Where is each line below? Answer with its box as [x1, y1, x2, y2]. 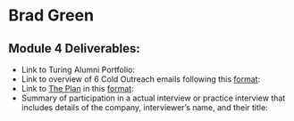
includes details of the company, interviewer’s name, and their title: [21, 102, 269, 112]
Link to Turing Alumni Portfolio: [21, 64, 136, 75]
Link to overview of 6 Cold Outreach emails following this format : [21, 74, 261, 85]
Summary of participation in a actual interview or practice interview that [21, 93, 286, 103]
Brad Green [8, 5, 95, 26]
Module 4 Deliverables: [8, 41, 140, 56]
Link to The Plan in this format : [21, 84, 135, 93]
